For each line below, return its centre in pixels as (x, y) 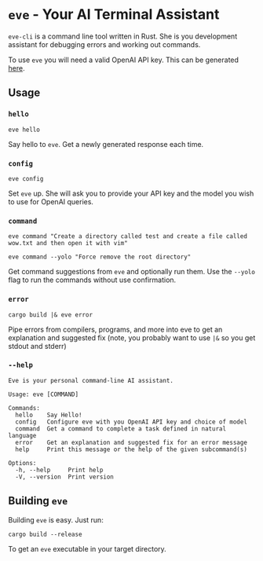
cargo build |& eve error (50, 315)
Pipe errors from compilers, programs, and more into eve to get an (115, 329)
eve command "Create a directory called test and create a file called (128, 236)
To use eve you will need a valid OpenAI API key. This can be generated (124, 60)
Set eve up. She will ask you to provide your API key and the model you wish (131, 193)
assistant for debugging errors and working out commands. (104, 44)
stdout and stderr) (37, 346)
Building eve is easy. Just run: (56, 519)
